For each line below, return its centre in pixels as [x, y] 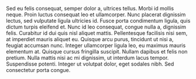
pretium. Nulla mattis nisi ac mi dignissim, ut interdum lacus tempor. [87, 58]
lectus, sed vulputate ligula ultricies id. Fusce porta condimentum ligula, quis [98, 21]
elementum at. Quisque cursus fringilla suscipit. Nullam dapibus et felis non [97, 51]
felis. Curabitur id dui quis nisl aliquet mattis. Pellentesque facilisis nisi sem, [97, 33]
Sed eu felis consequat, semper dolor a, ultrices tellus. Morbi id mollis [90, 8]
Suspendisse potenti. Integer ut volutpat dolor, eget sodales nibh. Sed [90, 64]
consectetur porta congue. [38, 70]
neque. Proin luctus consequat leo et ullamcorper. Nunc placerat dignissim [96, 15]
